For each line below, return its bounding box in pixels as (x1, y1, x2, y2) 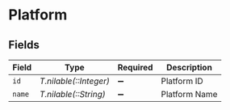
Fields (8, 38, 40, 52)
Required (117, 62, 153, 73)
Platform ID (161, 75, 203, 87)
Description (166, 62, 212, 73)
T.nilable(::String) (39, 89, 107, 99)
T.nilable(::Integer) (39, 75, 111, 87)
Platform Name (161, 89, 218, 99)
